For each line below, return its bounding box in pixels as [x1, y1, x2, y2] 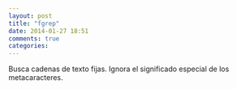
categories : [8, 42, 49, 50]
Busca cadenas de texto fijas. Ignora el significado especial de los [8, 64, 230, 74]
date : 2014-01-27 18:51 [8, 27, 89, 35]
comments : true [8, 34, 60, 43]
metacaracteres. [8, 73, 63, 83]
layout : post [8, 11, 53, 20]
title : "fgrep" [8, 19, 60, 28]
